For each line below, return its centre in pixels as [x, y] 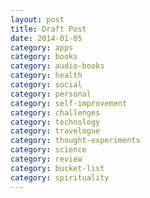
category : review [46, 159]
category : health [46, 76]
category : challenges [55, 112]
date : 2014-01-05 [46, 38]
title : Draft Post [48, 29]
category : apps [42, 47]
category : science [48, 150]
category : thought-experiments [75, 141]
